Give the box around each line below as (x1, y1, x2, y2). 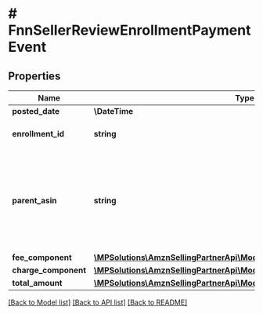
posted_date (12, 106, 60, 116)
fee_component (12, 252, 72, 263)
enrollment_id (12, 129, 65, 139)
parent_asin (12, 195, 57, 206)
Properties (8, 69, 61, 82)
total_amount (12, 278, 63, 288)
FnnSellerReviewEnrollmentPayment (8, 21, 251, 39)
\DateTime (93, 106, 134, 116)
